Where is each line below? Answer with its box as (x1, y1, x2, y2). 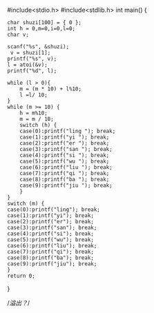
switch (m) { (7, 200, 45, 207)
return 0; (7, 272, 36, 279)
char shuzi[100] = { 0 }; (7, 19, 81, 26)
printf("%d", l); (7, 68, 57, 74)
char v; (7, 31, 30, 38)
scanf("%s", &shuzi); (7, 43, 70, 50)
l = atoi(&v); (7, 61, 48, 68)
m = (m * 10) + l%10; (19, 85, 81, 92)
